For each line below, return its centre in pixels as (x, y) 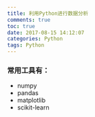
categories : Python (35, 39)
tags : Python (26, 45)
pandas (28, 93)
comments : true (29, 20)
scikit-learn (33, 107)
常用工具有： (29, 70)
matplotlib (31, 101)
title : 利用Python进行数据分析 (48, 13)
